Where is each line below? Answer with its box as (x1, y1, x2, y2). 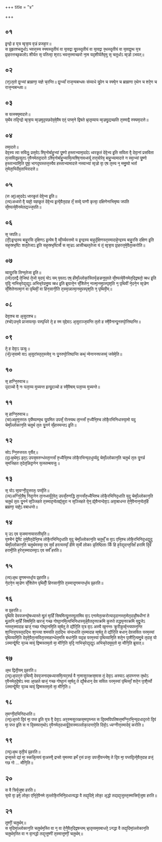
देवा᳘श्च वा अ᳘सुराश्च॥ (5, 313, 36, 319)
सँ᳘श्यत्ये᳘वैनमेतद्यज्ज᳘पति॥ (5, 204, 42, 210)
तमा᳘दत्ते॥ (5, 144, 19, 150)
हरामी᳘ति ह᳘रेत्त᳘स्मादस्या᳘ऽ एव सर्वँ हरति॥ (5, 548, 62, 553)
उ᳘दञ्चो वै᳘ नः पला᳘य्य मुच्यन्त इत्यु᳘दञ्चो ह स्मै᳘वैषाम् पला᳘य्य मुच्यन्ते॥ (5, 384, 100, 390)
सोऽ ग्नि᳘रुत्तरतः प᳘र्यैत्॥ (5, 449, 38, 455)
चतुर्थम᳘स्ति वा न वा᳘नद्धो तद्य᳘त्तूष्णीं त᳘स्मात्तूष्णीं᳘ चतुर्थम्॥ (5, 831, 83, 837)
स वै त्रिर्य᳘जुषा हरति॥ (5, 787, 36, 793)
